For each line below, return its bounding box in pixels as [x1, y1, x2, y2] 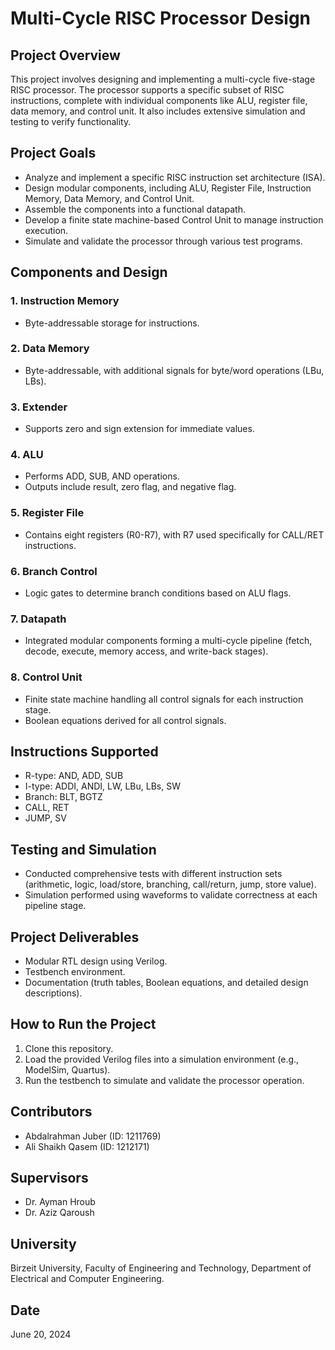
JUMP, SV [24, 812, 67, 824]
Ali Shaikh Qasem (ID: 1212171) [24, 1140, 150, 1152]
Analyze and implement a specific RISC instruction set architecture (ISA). [24, 171, 326, 183]
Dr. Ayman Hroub [24, 1196, 96, 1208]
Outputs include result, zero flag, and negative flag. [24, 481, 237, 493]
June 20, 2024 [10, 1328, 72, 1341]
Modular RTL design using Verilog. [24, 955, 168, 967]
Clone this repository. [24, 1042, 114, 1054]
